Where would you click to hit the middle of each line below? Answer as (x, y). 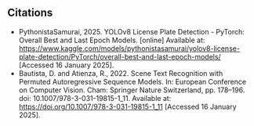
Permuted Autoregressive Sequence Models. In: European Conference (132, 81)
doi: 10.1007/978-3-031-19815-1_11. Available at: (95, 98)
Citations (30, 13)
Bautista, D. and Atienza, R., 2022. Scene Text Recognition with (121, 73)
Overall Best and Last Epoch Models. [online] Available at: (112, 40)
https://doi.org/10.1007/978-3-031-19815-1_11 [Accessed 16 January (127, 106)
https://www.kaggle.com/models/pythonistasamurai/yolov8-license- (129, 48)
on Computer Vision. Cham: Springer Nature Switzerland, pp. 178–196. (132, 90)
